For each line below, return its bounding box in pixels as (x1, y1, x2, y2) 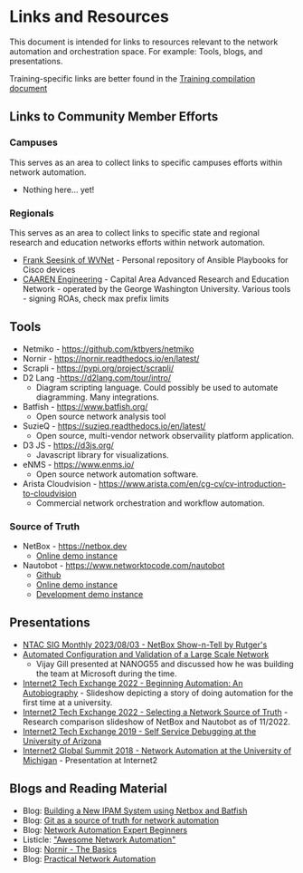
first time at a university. (22, 696, 113, 708)
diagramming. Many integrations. (35, 392, 160, 403)
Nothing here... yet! (22, 184, 95, 195)
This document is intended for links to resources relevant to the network (9, 36, 279, 47)
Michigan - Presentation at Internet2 (22, 754, 158, 765)
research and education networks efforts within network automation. (9, 237, 265, 247)
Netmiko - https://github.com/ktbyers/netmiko (22, 343, 194, 354)
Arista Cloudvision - (22, 478, 98, 489)
